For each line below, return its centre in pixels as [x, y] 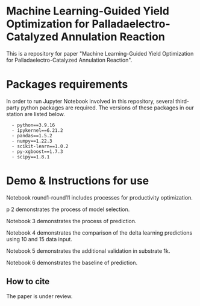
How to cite [28, 282]
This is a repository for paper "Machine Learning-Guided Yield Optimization [100, 53]
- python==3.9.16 [33, 125]
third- [183, 101]
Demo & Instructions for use [78, 181]
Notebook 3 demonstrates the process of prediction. [71, 221]
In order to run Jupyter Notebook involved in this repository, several [90, 101]
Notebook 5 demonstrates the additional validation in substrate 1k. [88, 251]
